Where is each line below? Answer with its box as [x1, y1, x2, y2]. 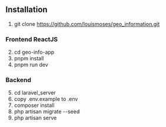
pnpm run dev [14, 61, 48, 69]
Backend [5, 76, 32, 84]
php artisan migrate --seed [14, 108, 80, 115]
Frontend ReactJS [5, 35, 58, 43]
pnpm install [14, 55, 44, 62]
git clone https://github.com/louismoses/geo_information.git [14, 20, 160, 27]
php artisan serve [14, 115, 57, 122]
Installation [5, 5, 48, 15]
